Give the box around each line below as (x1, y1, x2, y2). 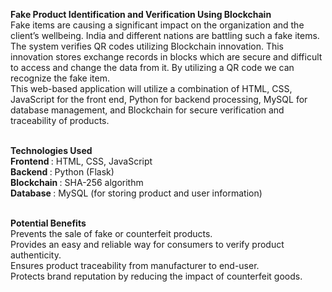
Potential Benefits (10, 217, 87, 229)
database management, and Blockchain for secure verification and (10, 104, 285, 116)
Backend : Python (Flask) (10, 166, 115, 178)
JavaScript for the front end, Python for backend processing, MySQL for (10, 94, 308, 105)
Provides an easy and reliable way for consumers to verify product (10, 239, 285, 250)
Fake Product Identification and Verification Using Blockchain (10, 9, 272, 20)
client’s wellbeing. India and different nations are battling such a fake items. (10, 30, 320, 41)
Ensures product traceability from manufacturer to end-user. (10, 260, 260, 271)
